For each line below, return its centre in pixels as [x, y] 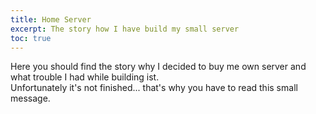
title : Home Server [51, 19]
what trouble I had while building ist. [85, 77]
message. [30, 98]
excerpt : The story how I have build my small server [125, 29]
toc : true [31, 38]
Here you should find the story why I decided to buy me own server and [158, 67]
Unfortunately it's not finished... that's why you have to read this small [154, 88]
